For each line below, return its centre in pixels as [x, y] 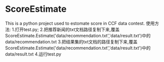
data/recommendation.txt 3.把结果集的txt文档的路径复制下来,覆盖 [71, 42]
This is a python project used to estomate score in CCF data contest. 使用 [80, 23]
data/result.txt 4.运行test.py [33, 54]
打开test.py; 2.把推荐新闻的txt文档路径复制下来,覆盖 [67, 29]
